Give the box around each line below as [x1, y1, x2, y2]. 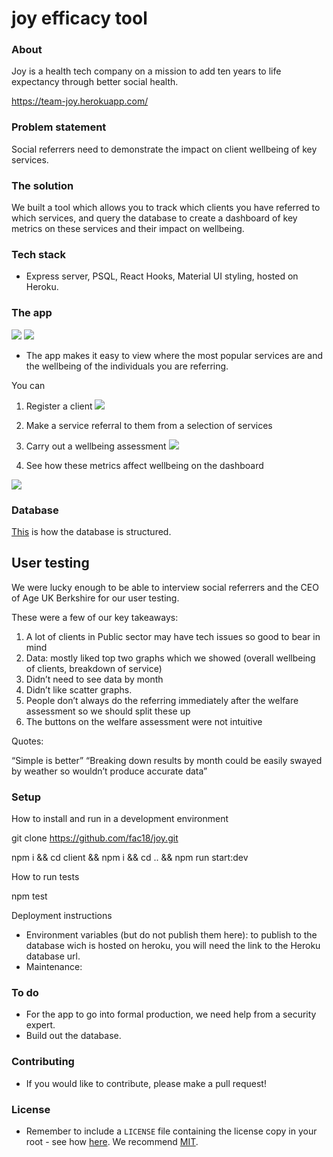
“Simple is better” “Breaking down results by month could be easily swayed [11, 754, 323, 766]
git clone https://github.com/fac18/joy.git [11, 832, 179, 844]
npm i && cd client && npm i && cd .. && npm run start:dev [11, 852, 249, 864]
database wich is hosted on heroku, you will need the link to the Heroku [25, 940, 321, 952]
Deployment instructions [11, 910, 113, 922]
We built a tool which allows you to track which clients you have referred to [11, 202, 321, 214]
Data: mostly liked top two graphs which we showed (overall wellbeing [25, 652, 316, 664]
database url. [25, 950, 81, 962]
